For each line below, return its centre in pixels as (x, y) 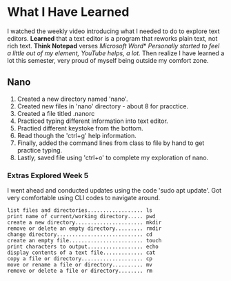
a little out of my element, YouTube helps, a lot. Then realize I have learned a (116, 53)
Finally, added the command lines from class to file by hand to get (111, 143)
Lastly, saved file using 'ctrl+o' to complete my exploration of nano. (113, 157)
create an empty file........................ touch (84, 241)
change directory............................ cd (80, 235)
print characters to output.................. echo (83, 247)
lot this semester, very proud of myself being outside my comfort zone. (108, 60)
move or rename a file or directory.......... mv (80, 265)
